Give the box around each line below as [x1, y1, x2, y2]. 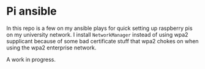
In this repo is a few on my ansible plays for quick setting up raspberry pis [6, 24, 193, 32]
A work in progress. [6, 56, 56, 63]
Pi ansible [6, 4, 57, 18]
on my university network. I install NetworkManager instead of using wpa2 [6, 31, 188, 38]
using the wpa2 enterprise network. [6, 44, 97, 51]
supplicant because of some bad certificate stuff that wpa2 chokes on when [6, 37, 199, 45]
